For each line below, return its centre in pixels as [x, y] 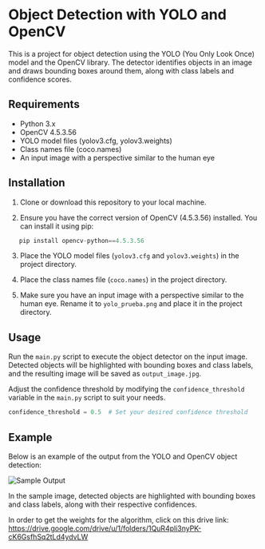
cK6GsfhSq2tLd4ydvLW [48, 536]
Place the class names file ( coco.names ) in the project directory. [123, 280]
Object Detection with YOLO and [118, 15]
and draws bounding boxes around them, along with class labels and [121, 70]
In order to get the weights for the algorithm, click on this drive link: [119, 519]
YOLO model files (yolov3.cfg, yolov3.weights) [96, 141]
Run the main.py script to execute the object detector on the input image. [128, 356]
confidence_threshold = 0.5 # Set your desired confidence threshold [128, 412]
